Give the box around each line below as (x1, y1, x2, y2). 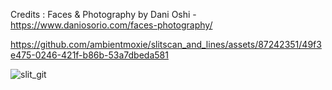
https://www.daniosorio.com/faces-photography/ (10, 19, 213, 31)
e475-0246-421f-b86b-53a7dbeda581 (10, 49, 169, 61)
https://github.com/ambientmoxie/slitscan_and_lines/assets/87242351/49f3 (10, 39, 322, 50)
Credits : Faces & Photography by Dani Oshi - (10, 9, 197, 20)
